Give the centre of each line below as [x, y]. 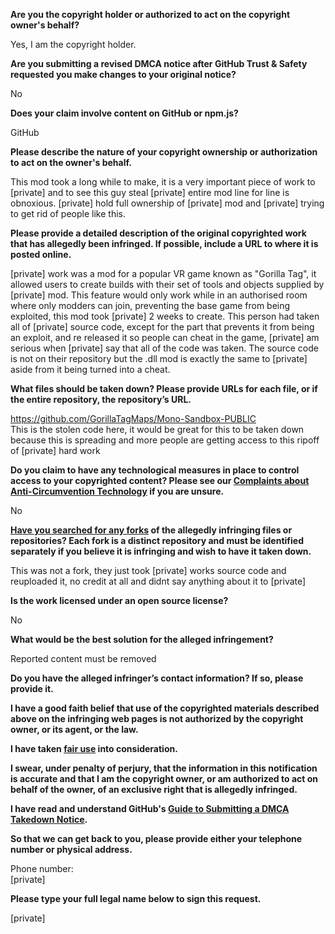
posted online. [41, 254]
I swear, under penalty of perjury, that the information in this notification [164, 768]
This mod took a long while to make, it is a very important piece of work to [163, 182]
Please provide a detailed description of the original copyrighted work [158, 233]
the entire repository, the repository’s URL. [101, 399]
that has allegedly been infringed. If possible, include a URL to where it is [164, 243]
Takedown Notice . [49, 819]
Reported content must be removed [83, 658]
